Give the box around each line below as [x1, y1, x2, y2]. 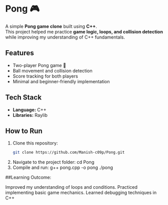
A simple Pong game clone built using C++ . [5, 23, 97, 29]
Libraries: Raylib [12, 112, 48, 118]
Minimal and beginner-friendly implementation [12, 78, 110, 84]
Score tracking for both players [12, 73, 78, 79]
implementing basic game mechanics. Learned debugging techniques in [5, 190, 157, 196]
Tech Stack [5, 93, 42, 102]
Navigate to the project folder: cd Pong [12, 159, 95, 165]
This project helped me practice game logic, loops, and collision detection [5, 28, 163, 35]
